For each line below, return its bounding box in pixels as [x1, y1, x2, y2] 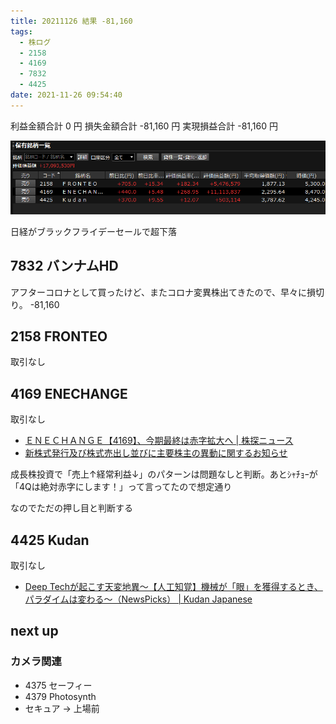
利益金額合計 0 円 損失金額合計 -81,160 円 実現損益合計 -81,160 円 [10, 120, 278, 132]
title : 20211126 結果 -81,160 [10, 16, 133, 26]
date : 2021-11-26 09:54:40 [10, 90, 123, 100]
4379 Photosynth [24, 690, 97, 702]
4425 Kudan [10, 531, 90, 549]
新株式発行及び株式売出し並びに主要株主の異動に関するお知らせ [24, 447, 288, 459]
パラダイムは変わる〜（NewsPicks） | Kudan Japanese [24, 593, 253, 605]
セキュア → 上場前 [24, 702, 100, 714]
